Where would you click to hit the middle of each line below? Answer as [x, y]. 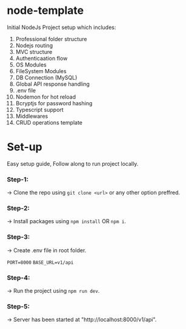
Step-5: [18, 306]
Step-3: [18, 237]
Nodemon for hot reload [46, 97]
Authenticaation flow [42, 58]
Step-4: [18, 278]
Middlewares [32, 116]
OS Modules [31, 65]
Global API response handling [53, 84]
